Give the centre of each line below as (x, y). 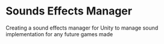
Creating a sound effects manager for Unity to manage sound (82, 28)
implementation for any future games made (59, 34)
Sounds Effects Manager (69, 11)
